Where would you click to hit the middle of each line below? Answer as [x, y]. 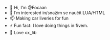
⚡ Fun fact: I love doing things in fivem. [49, 25]
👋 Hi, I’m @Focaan [28, 8]
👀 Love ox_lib [23, 32]
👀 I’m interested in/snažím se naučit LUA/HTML [57, 13]
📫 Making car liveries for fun [39, 18]
